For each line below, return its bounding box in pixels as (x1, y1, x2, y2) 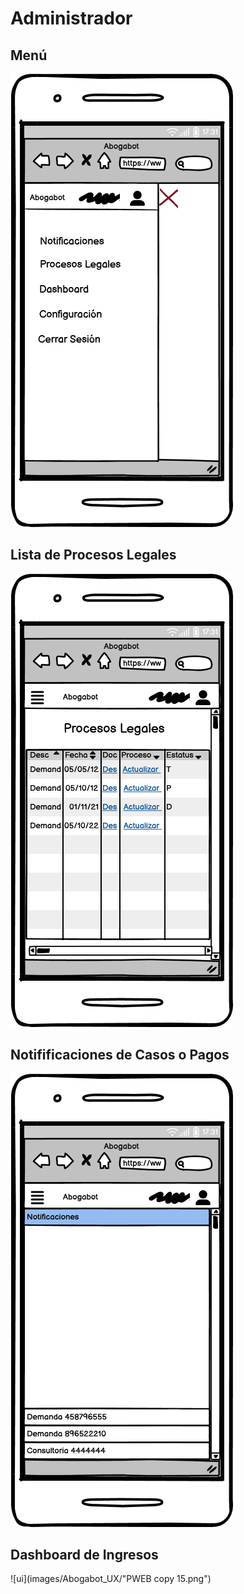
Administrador (10, 7, 133, 30)
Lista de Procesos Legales (10, 547, 177, 564)
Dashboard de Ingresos (10, 1547, 159, 1564)
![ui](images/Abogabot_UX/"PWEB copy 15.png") (10, 1573, 212, 1585)
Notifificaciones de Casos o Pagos (10, 1047, 230, 1064)
